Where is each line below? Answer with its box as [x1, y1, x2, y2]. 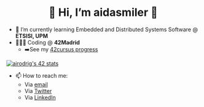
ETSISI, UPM [15, 32, 48, 39]
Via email [24, 81, 48, 88]
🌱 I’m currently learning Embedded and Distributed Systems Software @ [15, 26, 198, 33]
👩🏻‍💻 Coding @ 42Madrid [15, 39, 80, 46]
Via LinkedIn [24, 94, 57, 101]
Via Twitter [24, 87, 52, 94]
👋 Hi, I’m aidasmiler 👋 [49, 6, 158, 20]
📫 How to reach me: [15, 72, 68, 79]
